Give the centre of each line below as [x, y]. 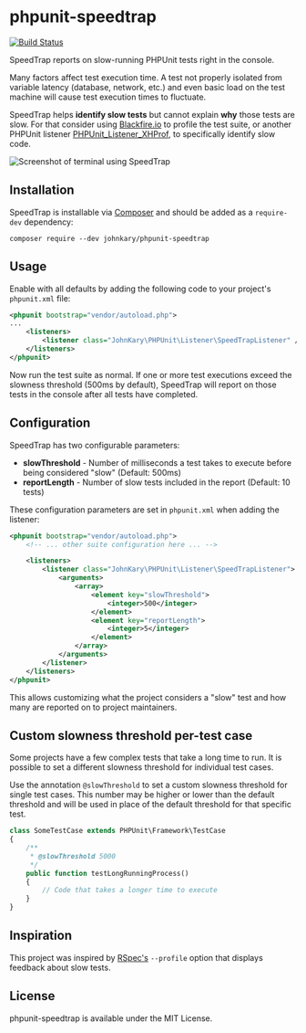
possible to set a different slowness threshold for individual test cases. [142, 767]
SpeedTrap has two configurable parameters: [95, 445]
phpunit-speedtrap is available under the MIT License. [111, 1018]
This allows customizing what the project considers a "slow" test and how [148, 697]
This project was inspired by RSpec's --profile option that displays [137, 957]
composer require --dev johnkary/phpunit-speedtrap [109, 238]
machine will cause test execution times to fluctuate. [108, 97]
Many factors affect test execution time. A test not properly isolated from [146, 77]
